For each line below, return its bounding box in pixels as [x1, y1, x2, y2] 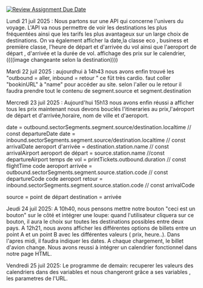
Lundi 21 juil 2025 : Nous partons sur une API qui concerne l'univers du [6, 18, 184, 24]
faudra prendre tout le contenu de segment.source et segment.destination [6, 87, 191, 94]
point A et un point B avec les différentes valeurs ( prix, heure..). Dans [6, 231, 181, 238]
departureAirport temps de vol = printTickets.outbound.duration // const [6, 156, 187, 163]
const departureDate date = [6, 130, 76, 137]
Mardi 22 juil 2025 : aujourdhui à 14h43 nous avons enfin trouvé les [6, 68, 175, 75]
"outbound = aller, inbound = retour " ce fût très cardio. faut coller [6, 75, 171, 81]
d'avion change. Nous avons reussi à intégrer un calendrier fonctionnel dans [6, 244, 197, 251]
